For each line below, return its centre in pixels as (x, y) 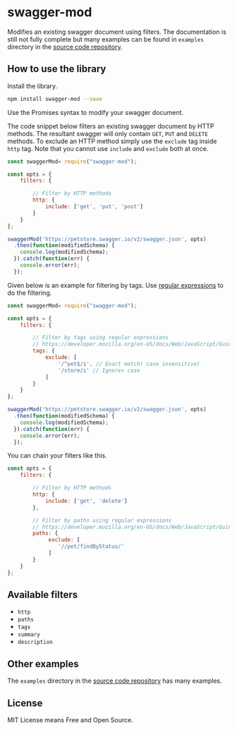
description (35, 643)
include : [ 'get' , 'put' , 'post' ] (94, 207)
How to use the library (57, 69)
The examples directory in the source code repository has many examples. (115, 681)
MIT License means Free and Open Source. (70, 719)
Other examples (43, 664)
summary (29, 635)
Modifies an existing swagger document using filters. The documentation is (117, 32)
